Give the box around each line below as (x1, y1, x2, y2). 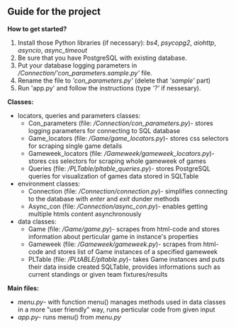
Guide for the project (7, 6, 101, 18)
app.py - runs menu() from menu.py (17, 312, 122, 321)
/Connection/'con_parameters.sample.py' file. (17, 68, 152, 77)
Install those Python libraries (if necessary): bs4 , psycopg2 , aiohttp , (17, 38, 216, 47)
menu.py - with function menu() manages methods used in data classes (17, 297, 226, 306)
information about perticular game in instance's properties (28, 232, 198, 240)
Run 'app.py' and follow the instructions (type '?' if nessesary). (17, 83, 201, 92)
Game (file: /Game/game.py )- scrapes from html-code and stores (28, 224, 220, 233)
